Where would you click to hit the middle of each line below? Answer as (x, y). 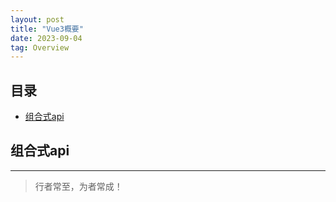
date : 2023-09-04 (46, 38)
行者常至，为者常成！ (78, 186)
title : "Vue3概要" (47, 29)
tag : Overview (40, 47)
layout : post (37, 19)
